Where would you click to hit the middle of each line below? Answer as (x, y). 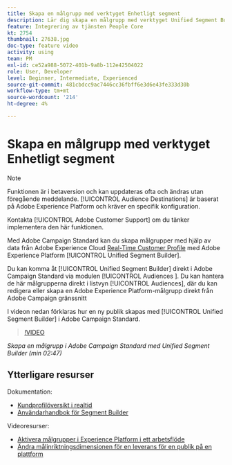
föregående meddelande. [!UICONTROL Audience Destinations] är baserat (113, 199)
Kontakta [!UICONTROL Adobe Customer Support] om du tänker (98, 220)
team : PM (20, 59)
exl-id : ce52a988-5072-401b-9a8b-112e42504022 (75, 65)
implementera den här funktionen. (55, 227)
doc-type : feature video (43, 46)
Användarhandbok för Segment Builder (73, 412)
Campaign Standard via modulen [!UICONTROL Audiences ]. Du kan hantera (116, 276)
